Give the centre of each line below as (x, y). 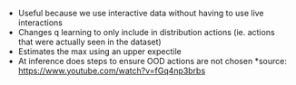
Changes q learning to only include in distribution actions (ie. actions (146, 32)
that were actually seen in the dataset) (89, 42)
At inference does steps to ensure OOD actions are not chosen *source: (153, 61)
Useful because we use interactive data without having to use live (141, 13)
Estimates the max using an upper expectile (99, 52)
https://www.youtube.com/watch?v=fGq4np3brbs (112, 71)
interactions (40, 23)
